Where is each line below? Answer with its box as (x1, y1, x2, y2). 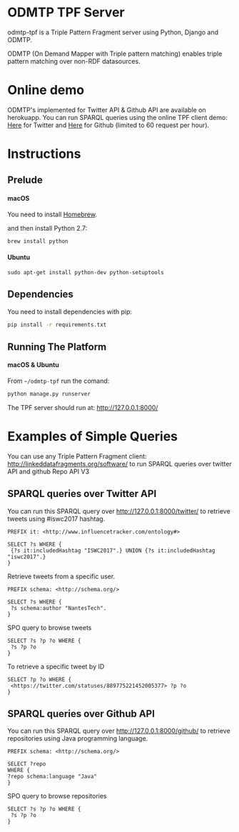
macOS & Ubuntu (7, 361, 59, 369)
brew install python (7, 237, 69, 245)
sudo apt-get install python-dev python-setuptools (7, 269, 164, 276)
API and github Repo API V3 (7, 467, 90, 476)
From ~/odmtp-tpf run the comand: (7, 376, 110, 386)
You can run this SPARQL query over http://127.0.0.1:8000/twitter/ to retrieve (7, 506, 230, 515)
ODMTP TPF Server (7, 4, 125, 21)
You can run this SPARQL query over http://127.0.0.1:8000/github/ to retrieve (7, 726, 230, 736)
